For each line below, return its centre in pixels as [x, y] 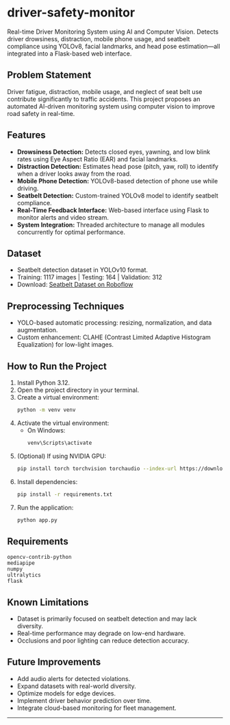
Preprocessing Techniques [66, 306]
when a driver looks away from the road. [74, 174]
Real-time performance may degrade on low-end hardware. [101, 633]
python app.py [37, 520]
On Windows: [46, 430]
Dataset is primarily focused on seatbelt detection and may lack [107, 619]
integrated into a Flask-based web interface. [69, 54]
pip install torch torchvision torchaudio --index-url [97, 468]
